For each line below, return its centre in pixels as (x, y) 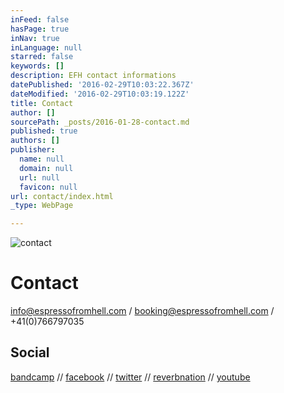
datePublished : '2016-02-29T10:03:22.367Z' (102, 85)
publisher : (33, 150)
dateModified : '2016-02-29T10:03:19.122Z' (100, 94)
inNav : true (35, 38)
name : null (42, 159)
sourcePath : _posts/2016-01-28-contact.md (100, 122)
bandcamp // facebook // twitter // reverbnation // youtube (130, 377)
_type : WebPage (42, 206)
